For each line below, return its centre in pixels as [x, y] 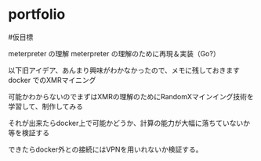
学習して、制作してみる [46, 106]
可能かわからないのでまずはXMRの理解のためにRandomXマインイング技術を [131, 96]
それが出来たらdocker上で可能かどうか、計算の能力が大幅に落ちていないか [129, 123]
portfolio [37, 14]
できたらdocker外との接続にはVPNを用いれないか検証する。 [105, 149]
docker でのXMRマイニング [52, 80]
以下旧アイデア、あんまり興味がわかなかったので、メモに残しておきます [124, 70]
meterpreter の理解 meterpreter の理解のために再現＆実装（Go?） [114, 53]
